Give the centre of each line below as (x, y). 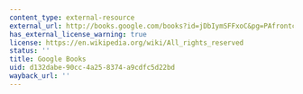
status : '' (30, 51)
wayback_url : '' (40, 76)
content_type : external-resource (72, 17)
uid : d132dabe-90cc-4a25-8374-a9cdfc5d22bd (92, 68)
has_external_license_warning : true (78, 34)
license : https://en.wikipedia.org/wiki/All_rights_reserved (127, 43)
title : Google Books (48, 59)
